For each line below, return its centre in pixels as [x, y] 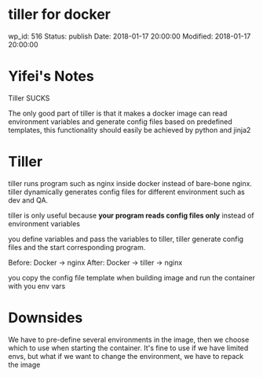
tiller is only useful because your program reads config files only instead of [131, 215]
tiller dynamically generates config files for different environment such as [126, 192]
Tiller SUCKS [29, 98]
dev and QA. [28, 200]
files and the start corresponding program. [77, 247]
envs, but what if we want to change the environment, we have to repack [126, 356]
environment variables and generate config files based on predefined [121, 121]
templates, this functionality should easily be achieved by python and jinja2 [130, 130]
